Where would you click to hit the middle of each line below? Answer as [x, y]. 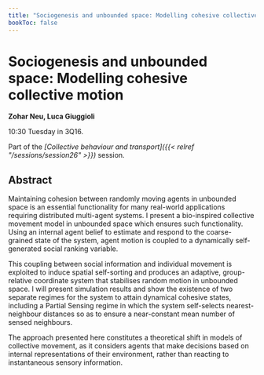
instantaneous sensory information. [66, 362]
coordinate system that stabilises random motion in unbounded [136, 281]
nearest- [240, 306]
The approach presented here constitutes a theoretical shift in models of [125, 337]
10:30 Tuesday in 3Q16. [46, 132]
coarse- [219, 232]
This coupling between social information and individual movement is [120, 264]
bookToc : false [33, 23]
